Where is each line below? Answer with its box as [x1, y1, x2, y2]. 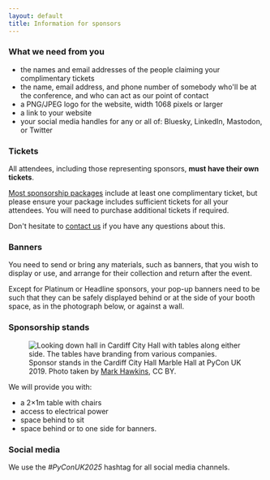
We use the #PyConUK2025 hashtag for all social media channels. [8, 462, 230, 472]
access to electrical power [19, 406, 109, 416]
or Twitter [19, 125, 53, 135]
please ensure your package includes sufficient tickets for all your [8, 197, 229, 207]
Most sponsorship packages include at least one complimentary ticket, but [8, 188, 258, 198]
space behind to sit [19, 415, 85, 425]
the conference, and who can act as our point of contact [19, 90, 209, 100]
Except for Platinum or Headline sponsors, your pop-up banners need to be [8, 284, 260, 294]
